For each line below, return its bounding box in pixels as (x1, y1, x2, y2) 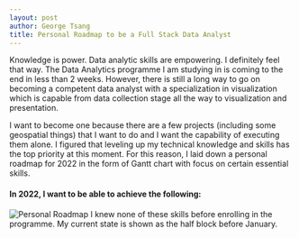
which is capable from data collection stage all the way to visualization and (9, 93, 287, 104)
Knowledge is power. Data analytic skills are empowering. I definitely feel (9, 55, 280, 66)
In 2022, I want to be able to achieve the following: (9, 188, 202, 199)
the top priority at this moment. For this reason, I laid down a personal (9, 149, 267, 160)
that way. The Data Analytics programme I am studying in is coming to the (9, 64, 284, 75)
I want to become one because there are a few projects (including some (9, 120, 276, 131)
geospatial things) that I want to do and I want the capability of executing (9, 130, 280, 141)
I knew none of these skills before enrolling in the (89, 208, 273, 219)
